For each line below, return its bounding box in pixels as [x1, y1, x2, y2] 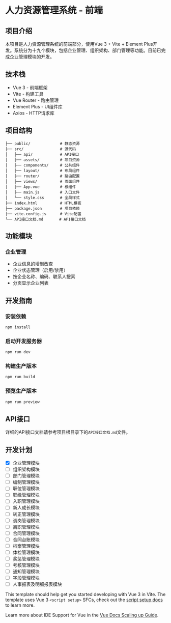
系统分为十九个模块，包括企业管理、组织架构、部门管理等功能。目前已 [14, 47, 161, 53]
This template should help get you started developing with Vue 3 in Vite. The [5, 591, 166, 598]
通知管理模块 [12, 569, 40, 575]
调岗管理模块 [12, 517, 40, 523]
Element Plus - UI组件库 [12, 103, 63, 109]
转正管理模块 [12, 511, 40, 517]
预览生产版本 [5, 387, 37, 394]
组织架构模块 [12, 466, 40, 472]
